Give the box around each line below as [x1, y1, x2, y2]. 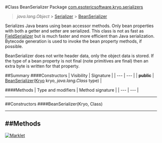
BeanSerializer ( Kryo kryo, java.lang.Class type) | [5, 78, 102, 83]
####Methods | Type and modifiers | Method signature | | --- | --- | [5, 87, 139, 93]
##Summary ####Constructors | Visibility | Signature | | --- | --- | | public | [5, 73, 154, 78]
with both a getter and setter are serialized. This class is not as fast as [5, 28, 144, 33]
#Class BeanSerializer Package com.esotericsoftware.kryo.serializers [5, 4, 143, 10]
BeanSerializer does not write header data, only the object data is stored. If [5, 53, 154, 59]
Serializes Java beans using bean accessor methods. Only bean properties [5, 23, 154, 29]
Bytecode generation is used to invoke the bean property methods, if [5, 38, 142, 44]
